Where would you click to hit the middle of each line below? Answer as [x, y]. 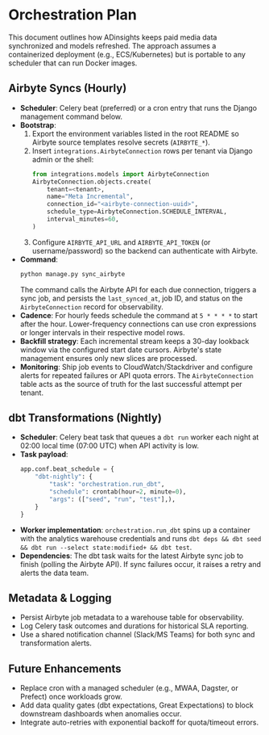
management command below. [71, 116]
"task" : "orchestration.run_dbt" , [107, 485]
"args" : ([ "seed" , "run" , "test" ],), [112, 499]
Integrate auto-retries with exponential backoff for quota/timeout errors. [139, 722]
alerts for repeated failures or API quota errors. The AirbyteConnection [137, 375]
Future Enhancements [65, 668]
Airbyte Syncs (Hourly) [68, 88]
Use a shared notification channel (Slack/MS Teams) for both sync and [137, 635]
